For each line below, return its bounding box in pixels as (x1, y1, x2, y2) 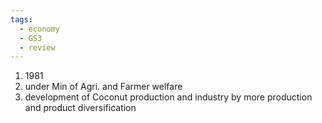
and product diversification (24, 102, 137, 114)
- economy (19, 24, 60, 34)
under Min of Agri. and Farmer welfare (24, 81, 183, 93)
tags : (10, 14, 33, 25)
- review (19, 42, 56, 53)
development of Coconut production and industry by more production (24, 91, 313, 103)
